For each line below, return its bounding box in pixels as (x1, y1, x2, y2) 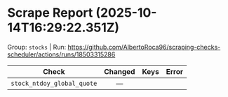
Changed (104, 66, 135, 76)
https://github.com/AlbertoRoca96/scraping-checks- (67, 43, 221, 51)
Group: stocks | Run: (7, 43, 67, 51)
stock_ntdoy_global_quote (11, 79, 98, 87)
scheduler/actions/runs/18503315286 (7, 50, 116, 59)
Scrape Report (7, 5, 93, 21)
